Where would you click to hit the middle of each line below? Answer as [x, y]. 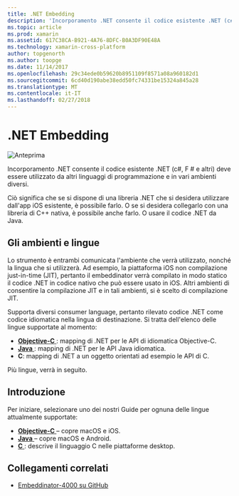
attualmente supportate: [43, 417]
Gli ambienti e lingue [54, 243]
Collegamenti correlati [58, 468]
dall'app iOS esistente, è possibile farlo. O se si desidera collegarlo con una [118, 205]
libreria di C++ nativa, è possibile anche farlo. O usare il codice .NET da [112, 213]
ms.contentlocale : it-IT [44, 93]
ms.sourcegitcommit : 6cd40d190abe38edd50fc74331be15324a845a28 [103, 80]
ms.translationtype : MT [43, 87]
